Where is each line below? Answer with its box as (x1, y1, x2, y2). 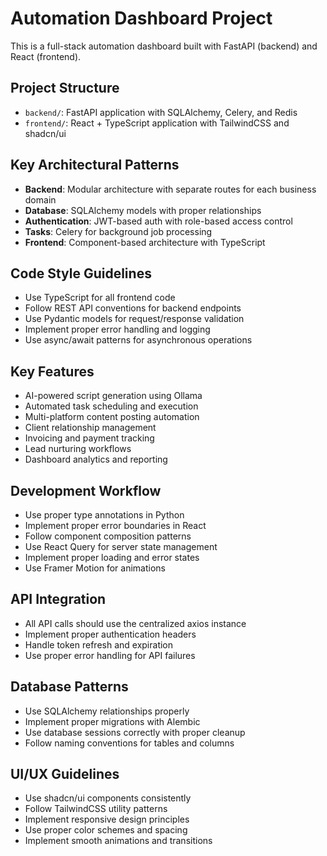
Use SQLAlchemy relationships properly (24, 705, 190, 717)
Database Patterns (10, 678, 129, 696)
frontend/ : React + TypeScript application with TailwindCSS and (24, 117, 290, 129)
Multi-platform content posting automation (24, 411, 200, 423)
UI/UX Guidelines (10, 766, 120, 783)
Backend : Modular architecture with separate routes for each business (24, 183, 317, 195)
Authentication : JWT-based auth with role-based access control (24, 215, 293, 227)
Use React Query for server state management (24, 541, 218, 552)
